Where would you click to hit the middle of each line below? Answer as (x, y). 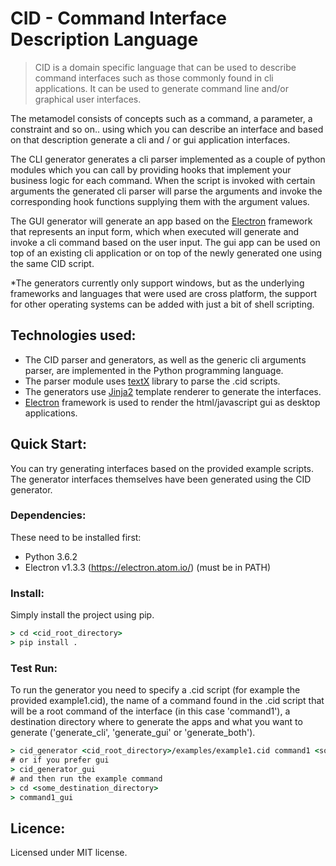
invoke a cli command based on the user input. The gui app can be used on (165, 242)
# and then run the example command (86, 778)
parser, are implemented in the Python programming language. (154, 370)
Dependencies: (48, 515)
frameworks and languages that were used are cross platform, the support (163, 293)
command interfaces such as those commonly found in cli (154, 78)
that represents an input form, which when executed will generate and (155, 231)
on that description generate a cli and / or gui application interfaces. (150, 139)
